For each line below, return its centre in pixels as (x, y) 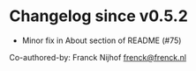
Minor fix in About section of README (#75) (102, 40)
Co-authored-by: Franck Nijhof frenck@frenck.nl (98, 57)
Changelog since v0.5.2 (98, 16)
